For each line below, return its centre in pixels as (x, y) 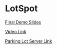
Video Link (16, 31)
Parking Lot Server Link (28, 41)
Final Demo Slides (23, 22)
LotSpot (21, 9)
